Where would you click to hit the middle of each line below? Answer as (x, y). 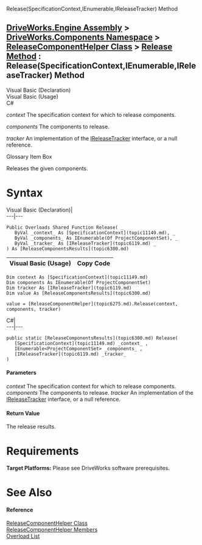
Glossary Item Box (29, 156)
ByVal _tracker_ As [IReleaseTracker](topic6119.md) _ (85, 243)
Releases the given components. (47, 168)
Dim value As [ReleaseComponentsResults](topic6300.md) (78, 293)
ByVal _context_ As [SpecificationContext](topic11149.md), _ (95, 233)
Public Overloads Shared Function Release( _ (65, 227)
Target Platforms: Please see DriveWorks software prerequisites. (88, 468)
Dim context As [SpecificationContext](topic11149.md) (77, 277)
